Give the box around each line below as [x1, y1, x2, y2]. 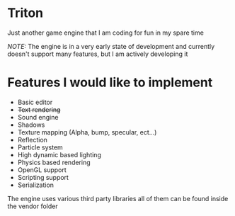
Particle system [17, 143, 64, 152]
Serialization [17, 181, 55, 189]
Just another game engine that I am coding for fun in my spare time [7, 28, 204, 37]
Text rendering [17, 105, 61, 114]
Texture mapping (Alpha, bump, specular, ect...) [17, 127, 157, 136]
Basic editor [17, 98, 53, 106]
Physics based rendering [17, 158, 91, 166]
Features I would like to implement [7, 74, 213, 91]
